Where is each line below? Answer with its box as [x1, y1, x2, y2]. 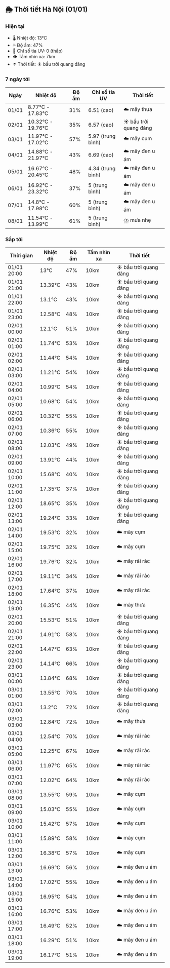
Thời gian [10, 252, 33, 259]
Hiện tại [5, 23, 25, 30]
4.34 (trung [88, 165, 116, 172]
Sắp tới [5, 236, 23, 243]
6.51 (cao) [88, 106, 114, 113]
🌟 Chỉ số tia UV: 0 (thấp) [12, 48, 63, 54]
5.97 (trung [88, 132, 116, 139]
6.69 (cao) [88, 151, 114, 159]
